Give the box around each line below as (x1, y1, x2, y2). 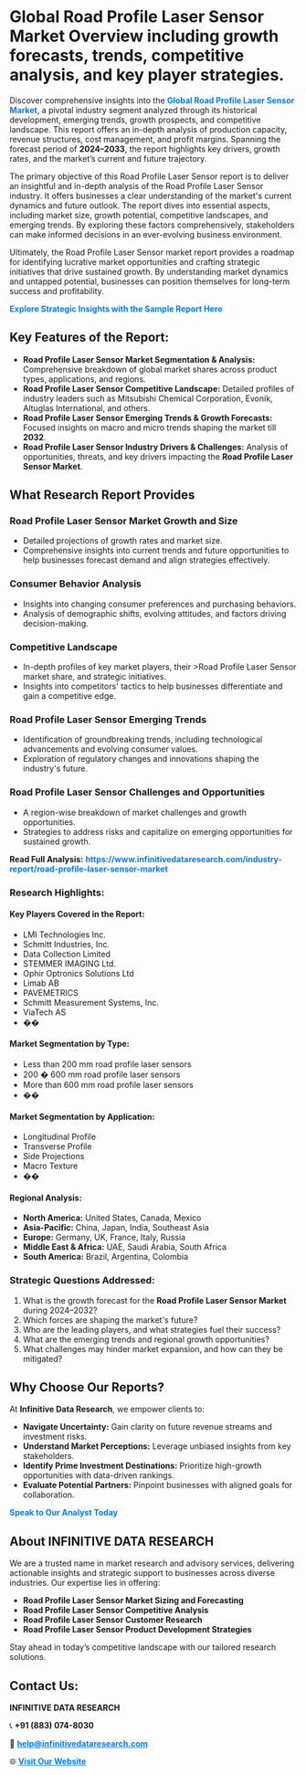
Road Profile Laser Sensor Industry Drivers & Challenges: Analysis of (22, 441, 289, 452)
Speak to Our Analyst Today (9, 1507, 119, 1518)
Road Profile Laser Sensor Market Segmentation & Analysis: (22, 354, 256, 365)
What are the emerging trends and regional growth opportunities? (22, 1334, 269, 1345)
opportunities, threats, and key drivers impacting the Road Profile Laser (22, 450, 294, 462)
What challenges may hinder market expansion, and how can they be (22, 1343, 283, 1354)
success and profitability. (9, 285, 105, 296)
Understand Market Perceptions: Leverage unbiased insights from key (22, 1441, 291, 1452)
